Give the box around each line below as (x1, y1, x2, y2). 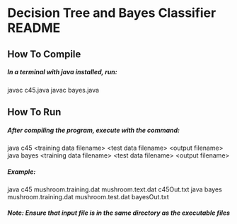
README (7, 20, 61, 36)
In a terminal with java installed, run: (7, 68, 118, 76)
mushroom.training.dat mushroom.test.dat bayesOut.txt (7, 192, 170, 201)
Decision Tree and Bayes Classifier (7, 5, 216, 21)
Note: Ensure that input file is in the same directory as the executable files (7, 208, 231, 217)
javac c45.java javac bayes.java (7, 86, 100, 94)
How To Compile (7, 48, 81, 60)
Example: (7, 167, 36, 176)
